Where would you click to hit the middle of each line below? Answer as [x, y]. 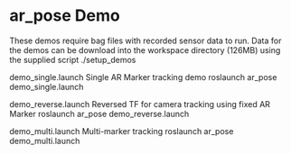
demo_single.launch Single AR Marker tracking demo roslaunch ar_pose [143, 77]
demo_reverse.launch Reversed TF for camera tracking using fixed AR [140, 104]
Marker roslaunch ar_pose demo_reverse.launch [99, 113]
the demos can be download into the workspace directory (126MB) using [145, 50]
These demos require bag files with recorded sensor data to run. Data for [145, 41]
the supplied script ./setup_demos [73, 59]
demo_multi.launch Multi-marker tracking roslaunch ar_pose [122, 131]
